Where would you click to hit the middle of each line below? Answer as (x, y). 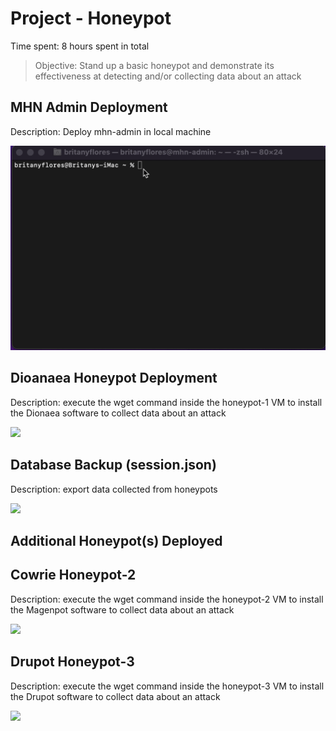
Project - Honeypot (91, 18)
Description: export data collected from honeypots (114, 489)
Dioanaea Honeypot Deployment (114, 378)
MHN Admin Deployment (89, 107)
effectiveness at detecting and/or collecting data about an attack (168, 76)
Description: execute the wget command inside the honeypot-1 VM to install (166, 402)
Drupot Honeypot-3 (72, 662)
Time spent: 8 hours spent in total (80, 46)
